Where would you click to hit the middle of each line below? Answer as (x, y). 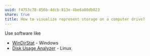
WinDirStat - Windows (35, 43)
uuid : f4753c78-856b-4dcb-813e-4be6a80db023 (52, 10)
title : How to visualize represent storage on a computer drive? (75, 19)
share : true (17, 14)
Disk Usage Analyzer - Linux (42, 48)
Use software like (23, 33)
